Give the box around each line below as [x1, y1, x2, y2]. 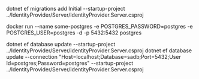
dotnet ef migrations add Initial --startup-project [6, 5, 125, 12]
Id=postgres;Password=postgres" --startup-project [6, 59, 134, 67]
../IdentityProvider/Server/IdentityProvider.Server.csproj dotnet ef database [6, 47, 192, 54]
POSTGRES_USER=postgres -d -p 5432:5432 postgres [6, 29, 142, 36]
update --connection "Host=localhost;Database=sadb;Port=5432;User [6, 53, 182, 60]
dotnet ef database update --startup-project [6, 41, 116, 48]
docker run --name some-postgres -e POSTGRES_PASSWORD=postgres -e [6, 23, 193, 30]
